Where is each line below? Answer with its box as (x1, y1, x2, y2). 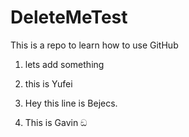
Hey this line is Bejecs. (24, 97, 118, 109)
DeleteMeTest (10, 6, 128, 29)
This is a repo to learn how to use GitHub (10, 39, 179, 51)
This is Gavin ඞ (24, 116, 88, 128)
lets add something (24, 58, 105, 70)
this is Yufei (24, 77, 73, 90)
